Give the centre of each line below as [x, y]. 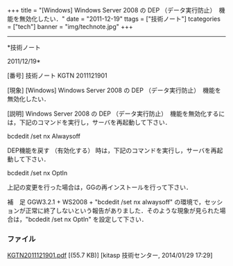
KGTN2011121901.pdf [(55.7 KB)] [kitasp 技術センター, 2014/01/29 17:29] [110, 256]
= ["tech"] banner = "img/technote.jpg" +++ [70, 27]
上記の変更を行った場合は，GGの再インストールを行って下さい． [100, 187]
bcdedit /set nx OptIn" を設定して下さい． [88, 219]
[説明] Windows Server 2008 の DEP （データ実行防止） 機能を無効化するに [116, 114]
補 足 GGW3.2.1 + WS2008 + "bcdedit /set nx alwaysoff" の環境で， [106, 202]
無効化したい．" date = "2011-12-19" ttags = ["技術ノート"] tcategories [120, 19]
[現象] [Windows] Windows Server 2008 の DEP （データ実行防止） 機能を [114, 90]
